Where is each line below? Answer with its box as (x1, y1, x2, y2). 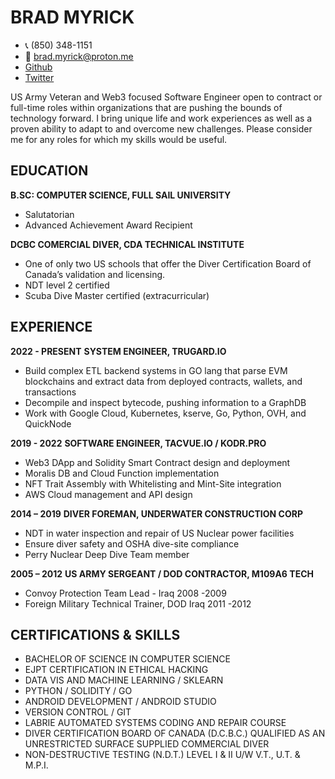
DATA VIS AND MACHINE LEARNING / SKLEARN (24, 674, 224, 686)
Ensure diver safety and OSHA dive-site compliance (24, 537, 240, 550)
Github (24, 61, 53, 73)
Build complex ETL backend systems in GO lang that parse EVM (24, 364, 288, 376)
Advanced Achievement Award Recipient (24, 219, 193, 231)
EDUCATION (10, 162, 89, 180)
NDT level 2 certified (24, 279, 110, 291)
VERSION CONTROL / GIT (24, 706, 132, 718)
